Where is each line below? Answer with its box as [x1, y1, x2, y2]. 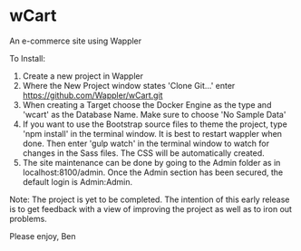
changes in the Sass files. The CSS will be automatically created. [22, 147, 265, 159]
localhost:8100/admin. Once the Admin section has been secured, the [22, 167, 284, 178]
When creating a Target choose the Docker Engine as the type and [22, 99, 272, 110]
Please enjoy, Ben [9, 230, 76, 241]
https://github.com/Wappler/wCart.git [22, 90, 163, 101]
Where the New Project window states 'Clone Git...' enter [22, 80, 236, 91]
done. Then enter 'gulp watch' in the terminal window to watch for [22, 138, 270, 149]
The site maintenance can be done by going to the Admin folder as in [22, 157, 281, 168]
